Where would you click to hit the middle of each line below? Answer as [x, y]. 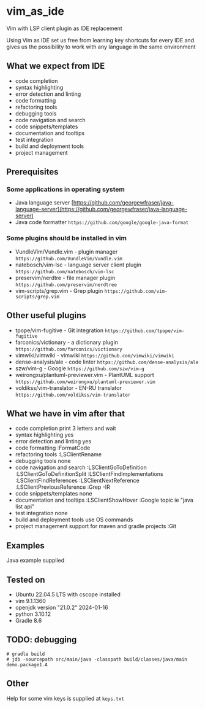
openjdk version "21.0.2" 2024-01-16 [61, 607]
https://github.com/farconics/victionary [69, 349]
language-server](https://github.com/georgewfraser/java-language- [101, 209]
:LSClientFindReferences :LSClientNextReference [77, 481]
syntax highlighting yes [44, 435]
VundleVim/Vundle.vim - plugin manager [66, 251]
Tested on [26, 579]
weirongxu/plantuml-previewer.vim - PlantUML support [84, 375]
